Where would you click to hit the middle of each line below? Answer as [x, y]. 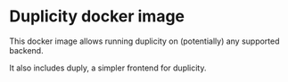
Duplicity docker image [97, 16]
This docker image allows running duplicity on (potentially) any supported [144, 41]
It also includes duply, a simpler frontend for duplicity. [108, 68]
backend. [26, 50]
